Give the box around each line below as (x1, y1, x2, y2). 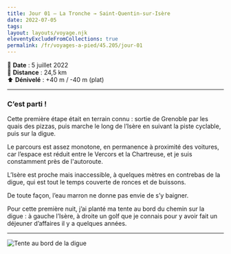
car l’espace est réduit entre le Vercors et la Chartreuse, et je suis (7, 150, 192, 158)
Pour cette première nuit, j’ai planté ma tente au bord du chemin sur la (7, 204, 205, 213)
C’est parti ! (7, 99, 47, 109)
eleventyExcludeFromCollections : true (7, 36, 118, 43)
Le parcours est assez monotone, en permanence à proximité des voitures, (7, 142, 219, 151)
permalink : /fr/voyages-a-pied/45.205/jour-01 (7, 42, 143, 49)
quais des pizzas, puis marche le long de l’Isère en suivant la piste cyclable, (7, 122, 221, 131)
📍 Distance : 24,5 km (7, 68, 67, 76)
